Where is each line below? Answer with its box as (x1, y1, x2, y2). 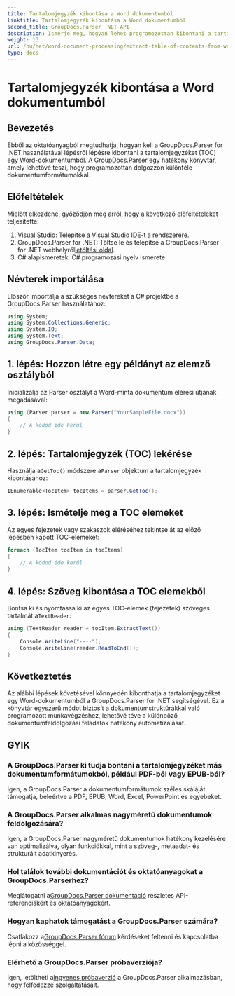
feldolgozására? (7, 818, 64, 828)
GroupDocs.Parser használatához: (7, 299, 106, 308)
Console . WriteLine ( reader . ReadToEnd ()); (20, 644, 139, 652)
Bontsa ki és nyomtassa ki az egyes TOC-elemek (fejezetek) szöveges (7, 604, 210, 612)
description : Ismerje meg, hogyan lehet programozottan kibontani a (7, 29, 211, 37)
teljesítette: (7, 217, 40, 225)
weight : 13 (7, 36, 39, 43)
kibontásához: (7, 474, 48, 482)
